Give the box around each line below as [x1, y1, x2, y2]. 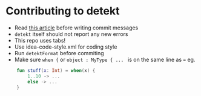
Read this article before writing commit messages [14, 24, 139, 31]
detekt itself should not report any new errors [14, 30, 128, 37]
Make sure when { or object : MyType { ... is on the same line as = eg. [14, 56, 196, 63]
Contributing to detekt [5, 4, 120, 18]
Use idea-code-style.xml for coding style [14, 43, 117, 50]
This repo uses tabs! [14, 37, 66, 44]
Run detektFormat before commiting [14, 49, 104, 56]
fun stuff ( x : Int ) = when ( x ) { [16, 67, 96, 73]
